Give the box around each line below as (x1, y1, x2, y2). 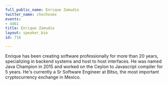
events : (5, 16, 21, 21)
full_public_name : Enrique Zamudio (5, 7, 79, 12)
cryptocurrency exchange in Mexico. (5, 74, 81, 80)
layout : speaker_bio (5, 30, 48, 35)
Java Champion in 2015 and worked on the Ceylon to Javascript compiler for (5, 63, 163, 70)
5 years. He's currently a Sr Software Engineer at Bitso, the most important (5, 69, 159, 75)
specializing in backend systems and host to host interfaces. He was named (5, 58, 162, 64)
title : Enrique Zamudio (5, 26, 55, 31)
